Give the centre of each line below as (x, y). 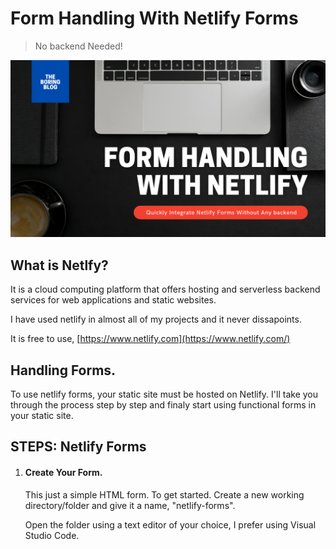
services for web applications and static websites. (113, 300)
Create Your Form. (63, 473)
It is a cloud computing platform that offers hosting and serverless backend (165, 289)
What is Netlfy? (59, 265)
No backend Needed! (78, 46)
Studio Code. (52, 535)
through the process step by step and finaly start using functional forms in (163, 405)
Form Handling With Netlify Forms (154, 18)
